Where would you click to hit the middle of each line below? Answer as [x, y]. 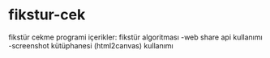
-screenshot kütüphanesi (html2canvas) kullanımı [91, 45]
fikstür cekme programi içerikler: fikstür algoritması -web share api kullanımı [135, 37]
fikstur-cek [47, 15]
